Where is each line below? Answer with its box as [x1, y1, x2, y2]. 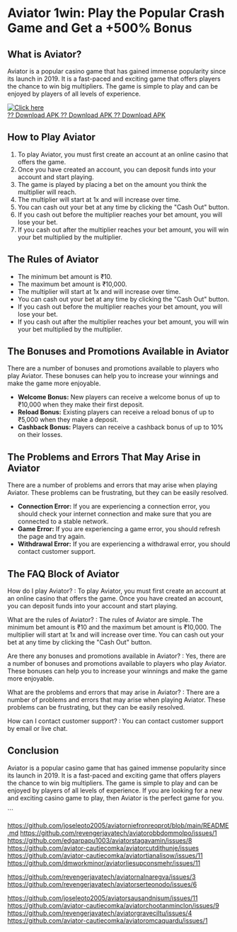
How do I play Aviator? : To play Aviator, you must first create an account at [7, 586, 226, 596]
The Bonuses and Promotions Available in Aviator [7, 346, 229, 358]
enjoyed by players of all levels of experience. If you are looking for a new [7, 786, 223, 795]
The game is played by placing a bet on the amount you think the [17, 180, 207, 188]
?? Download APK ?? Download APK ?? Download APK [7, 111, 166, 119]
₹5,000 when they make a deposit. [17, 416, 119, 424]
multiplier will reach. [17, 188, 76, 196]
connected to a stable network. [17, 517, 109, 525]
